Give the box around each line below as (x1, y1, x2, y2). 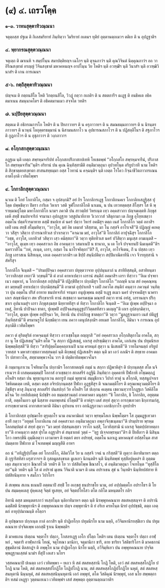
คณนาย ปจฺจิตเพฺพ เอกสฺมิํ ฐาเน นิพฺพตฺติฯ (5, 523, 70, 530)
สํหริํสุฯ (5, 257, 16, 263)
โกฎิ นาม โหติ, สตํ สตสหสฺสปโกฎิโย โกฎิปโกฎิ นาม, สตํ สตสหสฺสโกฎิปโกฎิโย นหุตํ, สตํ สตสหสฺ (5, 565, 158, 571)
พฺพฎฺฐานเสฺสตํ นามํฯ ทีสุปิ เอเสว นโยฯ (5, 550, 65, 556)
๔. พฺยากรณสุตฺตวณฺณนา (5, 47, 51, 53)
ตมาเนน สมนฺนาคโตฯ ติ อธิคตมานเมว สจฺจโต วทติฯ (5, 98, 87, 104)
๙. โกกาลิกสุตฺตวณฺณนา (5, 186, 49, 192)
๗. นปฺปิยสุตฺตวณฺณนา (5, 110, 46, 117)
